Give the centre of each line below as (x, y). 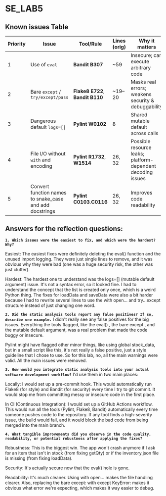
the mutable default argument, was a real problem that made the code (76, 330)
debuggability (147, 107)
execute (140, 61)
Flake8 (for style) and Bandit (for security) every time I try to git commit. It (80, 389)
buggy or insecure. (24, 335)
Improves (142, 193)
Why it (146, 41)
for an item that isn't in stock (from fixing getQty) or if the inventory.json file (82, 453)
